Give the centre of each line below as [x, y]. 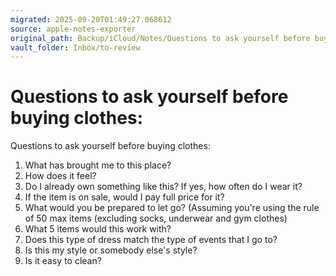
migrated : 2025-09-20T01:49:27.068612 [91, 19]
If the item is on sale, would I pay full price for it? [124, 197]
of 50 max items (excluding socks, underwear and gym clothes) [156, 218]
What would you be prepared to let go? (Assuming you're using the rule [172, 208]
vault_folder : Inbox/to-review [75, 47]
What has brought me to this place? [98, 165]
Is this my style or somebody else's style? [111, 250]
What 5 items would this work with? [98, 229]
